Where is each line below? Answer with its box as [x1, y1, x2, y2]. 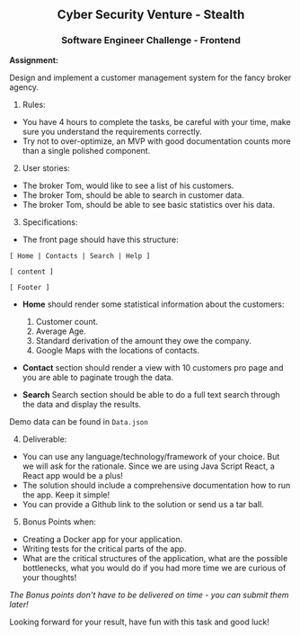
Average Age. [35, 326, 87, 336]
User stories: [22, 162, 70, 174]
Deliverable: [22, 434, 67, 444]
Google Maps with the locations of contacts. [35, 345, 200, 355]
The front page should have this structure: [22, 234, 179, 245]
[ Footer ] [9, 282, 50, 291]
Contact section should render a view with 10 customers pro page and [22, 362, 284, 372]
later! [9, 598, 29, 610]
